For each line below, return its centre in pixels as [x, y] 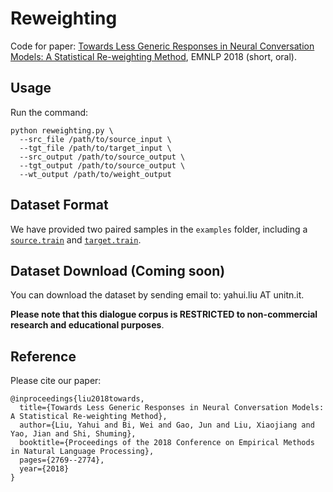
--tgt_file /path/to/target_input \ [95, 148]
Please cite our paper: [56, 381]
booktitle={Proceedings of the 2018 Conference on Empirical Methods [167, 443]
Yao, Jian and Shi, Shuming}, [73, 434]
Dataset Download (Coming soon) [118, 270]
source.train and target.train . [76, 239]
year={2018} [44, 469]
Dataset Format [59, 205]
